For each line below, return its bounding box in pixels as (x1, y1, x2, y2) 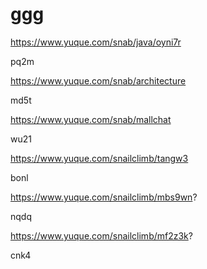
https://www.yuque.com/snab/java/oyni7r (10, 36, 182, 48)
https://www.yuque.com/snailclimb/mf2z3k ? (10, 229, 193, 242)
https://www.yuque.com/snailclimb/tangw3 (10, 152, 189, 164)
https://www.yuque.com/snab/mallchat (10, 113, 172, 125)
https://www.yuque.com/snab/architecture (10, 74, 187, 87)
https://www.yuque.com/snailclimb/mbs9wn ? (10, 191, 198, 203)
